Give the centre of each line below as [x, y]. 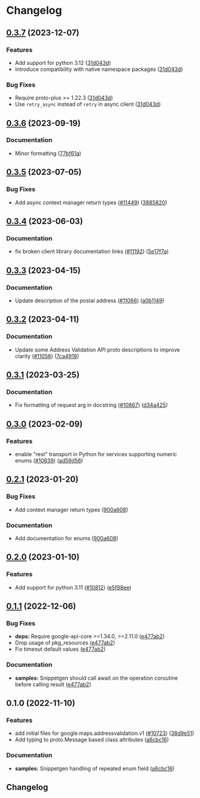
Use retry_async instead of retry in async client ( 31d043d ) [88, 104]
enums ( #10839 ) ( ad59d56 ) [49, 460]
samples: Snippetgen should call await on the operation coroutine [96, 678]
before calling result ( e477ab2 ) [53, 684]
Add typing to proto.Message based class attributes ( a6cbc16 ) [92, 740]
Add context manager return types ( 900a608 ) [72, 510]
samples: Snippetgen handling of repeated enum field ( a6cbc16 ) [95, 768]
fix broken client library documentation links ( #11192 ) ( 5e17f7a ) [92, 251]
